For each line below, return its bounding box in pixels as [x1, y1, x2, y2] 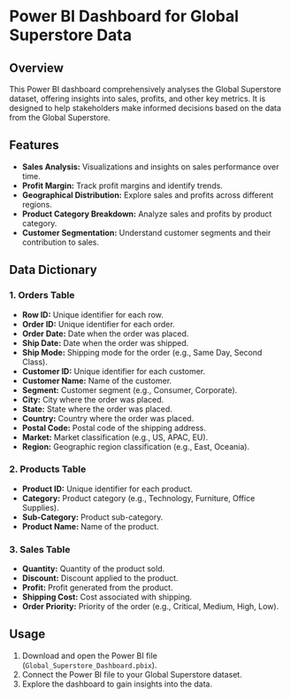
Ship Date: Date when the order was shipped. [21, 337, 189, 348]
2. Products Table [9, 463, 87, 475]
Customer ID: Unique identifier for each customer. [21, 365, 206, 376]
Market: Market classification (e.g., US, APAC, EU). [21, 432, 209, 443]
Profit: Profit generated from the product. [21, 583, 174, 593]
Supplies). [21, 502, 59, 513]
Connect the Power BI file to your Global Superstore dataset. [21, 669, 243, 679]
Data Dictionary [9, 263, 97, 278]
